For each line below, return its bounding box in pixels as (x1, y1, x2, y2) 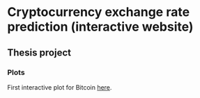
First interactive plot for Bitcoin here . (7, 83, 112, 91)
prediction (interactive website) (7, 19, 194, 35)
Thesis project (7, 47, 72, 58)
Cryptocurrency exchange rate (7, 4, 190, 20)
